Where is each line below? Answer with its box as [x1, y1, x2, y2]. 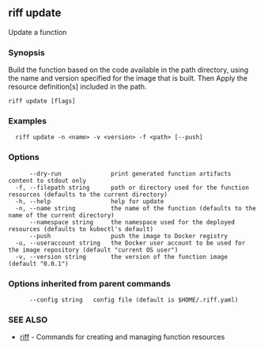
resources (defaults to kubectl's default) [8, 225, 154, 233]
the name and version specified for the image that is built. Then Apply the [8, 74, 247, 83]
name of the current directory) [8, 211, 115, 219]
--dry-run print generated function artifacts [28, 169, 232, 177]
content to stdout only [8, 176, 87, 184]
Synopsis [8, 47, 45, 58]
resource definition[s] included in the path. [8, 82, 148, 92]
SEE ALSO [8, 314, 48, 325]
